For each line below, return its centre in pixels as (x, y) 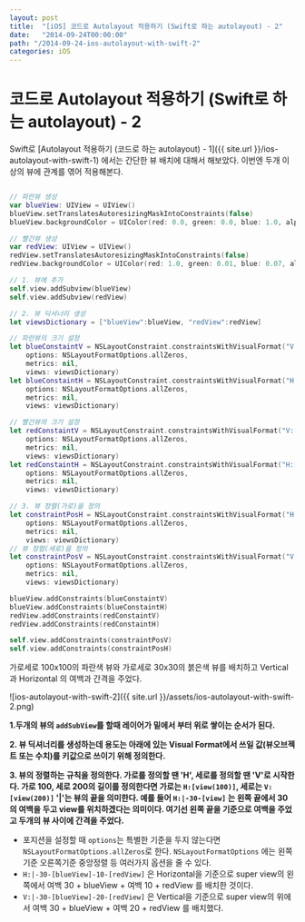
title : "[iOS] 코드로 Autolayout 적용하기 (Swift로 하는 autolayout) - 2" (146, 26)
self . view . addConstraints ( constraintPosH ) (91, 649)
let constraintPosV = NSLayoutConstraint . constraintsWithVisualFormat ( (148, 557)
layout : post (34, 18)
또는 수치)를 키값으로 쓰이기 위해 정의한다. (92, 756)
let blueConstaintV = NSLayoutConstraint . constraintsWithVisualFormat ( (148, 347)
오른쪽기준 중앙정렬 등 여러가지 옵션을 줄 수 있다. (125, 863)
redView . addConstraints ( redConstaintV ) (85, 615)
